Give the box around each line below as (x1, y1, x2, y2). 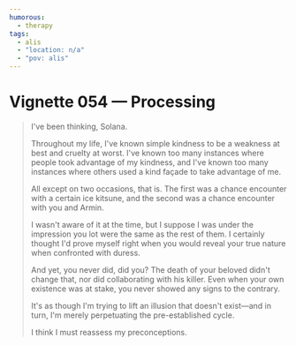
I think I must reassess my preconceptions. (30, 327, 187, 337)
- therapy (17, 21, 53, 30)
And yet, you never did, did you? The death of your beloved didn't (30, 264, 271, 275)
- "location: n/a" (17, 46, 86, 55)
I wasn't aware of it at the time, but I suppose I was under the (30, 219, 254, 229)
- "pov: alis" (17, 54, 69, 63)
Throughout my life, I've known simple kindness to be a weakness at (30, 138, 280, 148)
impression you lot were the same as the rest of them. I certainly (30, 229, 265, 239)
